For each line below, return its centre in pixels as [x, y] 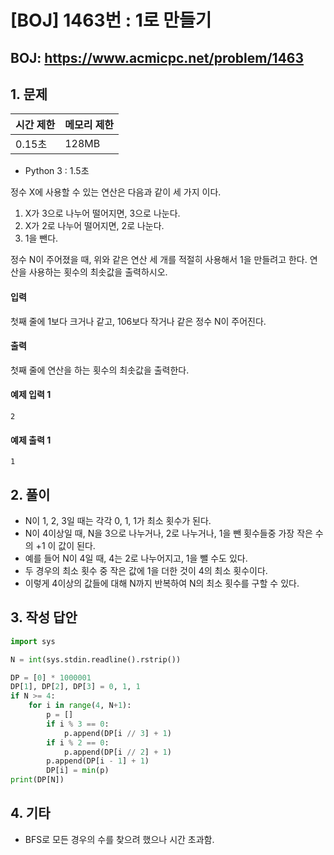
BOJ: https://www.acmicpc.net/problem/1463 [157, 57]
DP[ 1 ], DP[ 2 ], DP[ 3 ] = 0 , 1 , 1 [75, 687]
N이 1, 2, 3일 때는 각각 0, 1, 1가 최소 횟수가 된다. [118, 521]
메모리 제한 [89, 125]
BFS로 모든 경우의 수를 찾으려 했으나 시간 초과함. [119, 839]
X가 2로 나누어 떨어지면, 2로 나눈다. [94, 226]
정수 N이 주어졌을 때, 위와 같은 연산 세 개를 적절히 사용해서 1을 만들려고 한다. [159, 260]
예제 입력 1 [31, 395]
